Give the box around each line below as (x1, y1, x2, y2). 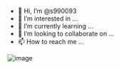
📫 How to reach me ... (17, 38, 84, 46)
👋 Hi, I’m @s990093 (17, 7, 77, 15)
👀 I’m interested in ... (17, 14, 78, 23)
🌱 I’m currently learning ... (17, 22, 94, 30)
